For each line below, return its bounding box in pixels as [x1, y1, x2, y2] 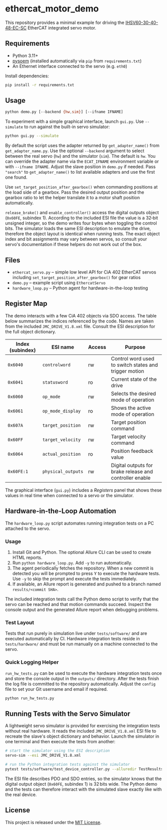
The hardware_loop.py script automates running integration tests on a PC [5, 520, 154, 526]
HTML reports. [12, 554, 43, 560]
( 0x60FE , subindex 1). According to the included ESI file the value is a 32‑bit [5, 215, 158, 221]
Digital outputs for [111, 462, 153, 469]
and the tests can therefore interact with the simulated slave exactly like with [5, 786, 162, 792]
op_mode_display [42, 408, 81, 414]
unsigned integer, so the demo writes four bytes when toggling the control [5, 220, 158, 226]
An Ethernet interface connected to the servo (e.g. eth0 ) [12, 63, 128, 69]
